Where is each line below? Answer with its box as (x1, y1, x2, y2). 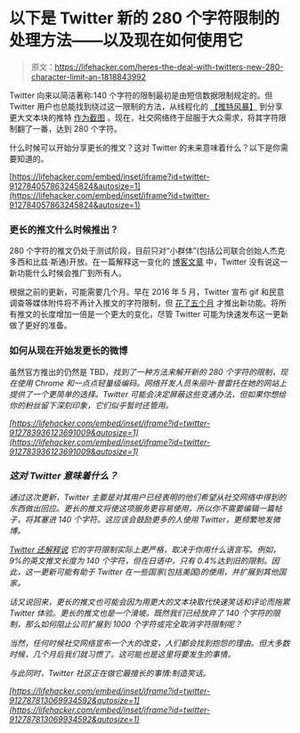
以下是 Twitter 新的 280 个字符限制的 (9, 8, 280, 29)
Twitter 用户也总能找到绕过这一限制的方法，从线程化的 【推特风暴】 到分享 (9, 101, 283, 111)
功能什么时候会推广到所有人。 (16, 268, 126, 279)
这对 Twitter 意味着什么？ (9, 469, 118, 482)
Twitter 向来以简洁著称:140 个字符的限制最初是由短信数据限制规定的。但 (9, 90, 273, 101)
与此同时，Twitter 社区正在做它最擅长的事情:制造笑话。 (9, 667, 211, 678)
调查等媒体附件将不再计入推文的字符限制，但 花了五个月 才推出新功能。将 (9, 297, 279, 308)
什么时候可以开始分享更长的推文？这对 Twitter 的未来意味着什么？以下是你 (9, 142, 281, 152)
